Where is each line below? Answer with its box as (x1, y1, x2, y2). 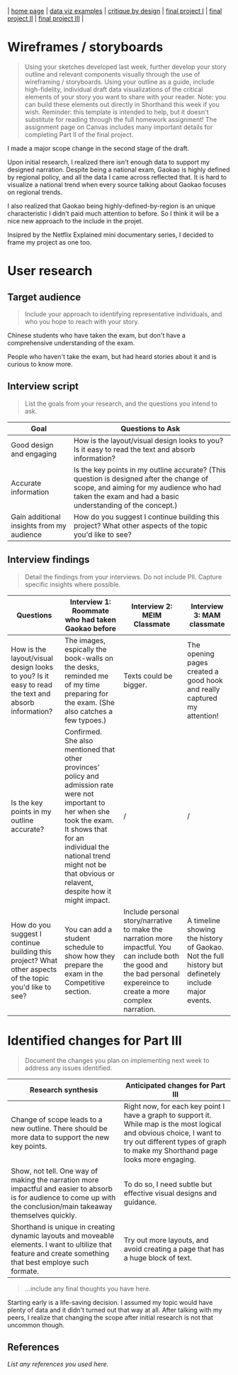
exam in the (64, 969, 103, 979)
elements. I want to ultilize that (11, 1240, 112, 1249)
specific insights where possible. (24, 580, 121, 589)
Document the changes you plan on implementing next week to (24, 1056, 210, 1064)
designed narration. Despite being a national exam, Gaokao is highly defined (7, 165, 230, 174)
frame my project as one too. (7, 238, 92, 246)
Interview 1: (69, 596, 111, 606)
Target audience (7, 291, 81, 303)
